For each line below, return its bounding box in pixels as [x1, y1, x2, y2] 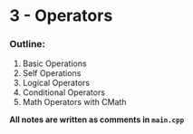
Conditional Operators [22, 87, 106, 98]
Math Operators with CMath [22, 97, 127, 108]
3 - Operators [9, 5, 113, 26]
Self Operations [22, 68, 82, 79]
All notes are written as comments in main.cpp [9, 114, 185, 125]
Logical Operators [22, 78, 91, 89]
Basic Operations [22, 58, 88, 69]
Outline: [9, 38, 46, 51]
